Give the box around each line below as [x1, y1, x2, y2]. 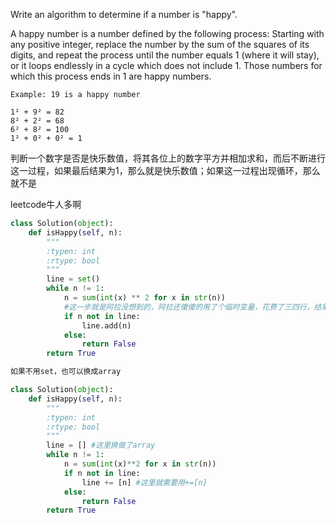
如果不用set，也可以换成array [10, 367, 122, 377]
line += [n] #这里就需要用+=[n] [81, 477, 208, 488]
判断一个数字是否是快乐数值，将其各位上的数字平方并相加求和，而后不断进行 [10, 152, 326, 164]
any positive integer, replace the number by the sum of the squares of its [10, 39, 310, 50]
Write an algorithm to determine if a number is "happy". [10, 9, 238, 20]
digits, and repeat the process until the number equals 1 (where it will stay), [10, 49, 320, 61]
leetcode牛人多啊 [10, 199, 82, 210]
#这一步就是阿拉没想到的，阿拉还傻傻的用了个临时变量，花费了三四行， [63, 302, 315, 312]
